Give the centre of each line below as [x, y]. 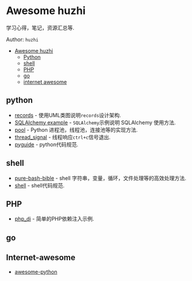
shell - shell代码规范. [40, 185]
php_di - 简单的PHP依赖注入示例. [54, 219]
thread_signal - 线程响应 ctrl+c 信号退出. [63, 137]
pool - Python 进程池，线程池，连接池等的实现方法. [76, 129]
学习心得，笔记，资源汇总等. [40, 28]
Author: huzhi [23, 39]
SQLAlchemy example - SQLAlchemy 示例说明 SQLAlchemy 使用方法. [95, 122]
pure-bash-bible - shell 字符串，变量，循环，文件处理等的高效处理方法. [100, 178]
